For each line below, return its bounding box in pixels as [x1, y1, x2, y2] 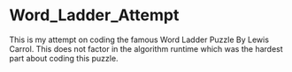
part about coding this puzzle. [9, 53, 119, 63]
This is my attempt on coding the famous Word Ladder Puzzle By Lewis [9, 34, 270, 45]
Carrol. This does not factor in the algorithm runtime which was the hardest [9, 43, 283, 54]
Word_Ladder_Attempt [9, 5, 180, 25]
